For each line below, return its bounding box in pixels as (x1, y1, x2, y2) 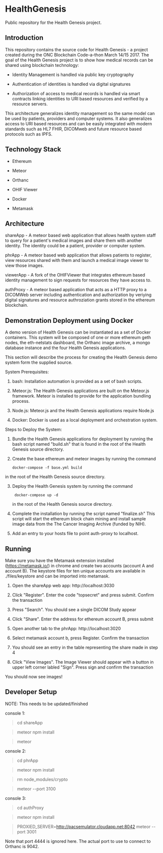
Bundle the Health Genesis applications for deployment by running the (12, 436, 153, 442)
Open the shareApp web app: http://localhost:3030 (12, 583, 115, 588)
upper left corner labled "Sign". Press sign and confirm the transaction (12, 664, 153, 670)
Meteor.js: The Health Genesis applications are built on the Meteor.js (12, 388, 149, 394)
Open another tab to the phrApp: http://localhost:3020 (12, 626, 121, 631)
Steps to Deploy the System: (5, 427, 62, 433)
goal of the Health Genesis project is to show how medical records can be (5, 57, 153, 63)
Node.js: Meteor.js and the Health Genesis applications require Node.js (12, 408, 154, 414)
